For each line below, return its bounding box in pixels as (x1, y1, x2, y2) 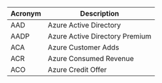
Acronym (10, 9, 41, 18)
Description (80, 9, 119, 18)
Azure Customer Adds (47, 43, 119, 52)
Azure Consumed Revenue (47, 54, 134, 63)
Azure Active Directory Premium (47, 32, 152, 40)
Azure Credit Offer (47, 65, 107, 74)
